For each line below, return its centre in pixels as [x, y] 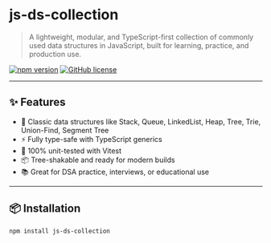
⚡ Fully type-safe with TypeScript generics [92, 139]
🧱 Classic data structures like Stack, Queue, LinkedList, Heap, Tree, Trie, [141, 121]
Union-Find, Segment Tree [65, 130]
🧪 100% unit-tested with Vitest [71, 151]
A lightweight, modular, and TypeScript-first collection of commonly [141, 37]
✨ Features [37, 102]
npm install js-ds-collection [60, 231]
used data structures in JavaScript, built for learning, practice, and [139, 45]
